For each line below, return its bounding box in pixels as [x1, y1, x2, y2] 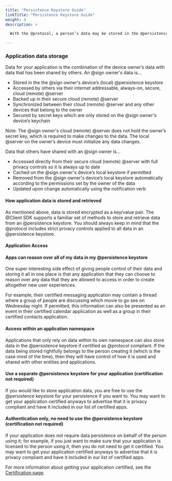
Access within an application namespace [5, 325, 95, 332]
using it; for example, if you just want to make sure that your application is [5, 438, 161, 444]
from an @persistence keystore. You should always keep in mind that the [5, 220, 159, 226]
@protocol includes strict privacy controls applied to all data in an [5, 225, 144, 232]
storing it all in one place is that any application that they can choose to [5, 271, 156, 277]
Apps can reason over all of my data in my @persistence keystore [5, 254, 148, 260]
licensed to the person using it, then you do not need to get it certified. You [5, 444, 164, 450]
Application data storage [5, 52, 68, 60]
